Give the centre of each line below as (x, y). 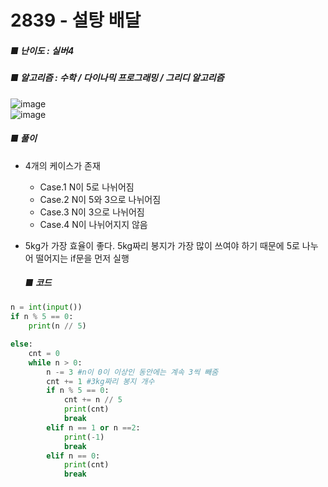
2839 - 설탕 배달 (76, 20)
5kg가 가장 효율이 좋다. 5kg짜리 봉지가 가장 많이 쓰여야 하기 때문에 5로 (162, 245)
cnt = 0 (44, 353)
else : (21, 344)
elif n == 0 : (73, 456)
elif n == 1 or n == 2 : (93, 427)
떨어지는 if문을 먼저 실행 (82, 258)
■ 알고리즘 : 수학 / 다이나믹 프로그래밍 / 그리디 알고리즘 (117, 78)
